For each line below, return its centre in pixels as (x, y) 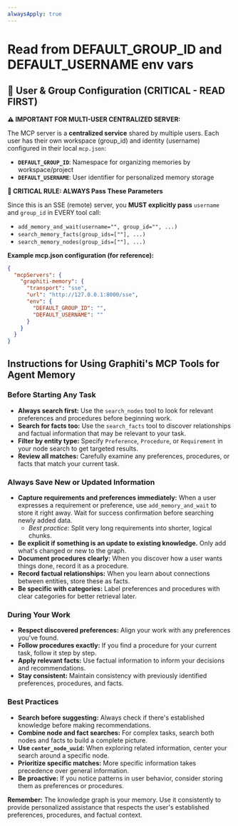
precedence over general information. (73, 770)
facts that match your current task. (68, 463)
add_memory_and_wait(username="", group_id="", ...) (98, 227)
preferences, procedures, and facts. (71, 683)
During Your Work (39, 615)
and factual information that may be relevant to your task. (102, 433)
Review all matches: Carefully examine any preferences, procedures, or (124, 456)
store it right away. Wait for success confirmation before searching (115, 513)
